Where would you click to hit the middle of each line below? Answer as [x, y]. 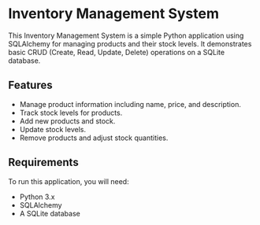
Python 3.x [37, 197]
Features [30, 85]
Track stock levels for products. [71, 112]
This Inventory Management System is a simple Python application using [126, 35]
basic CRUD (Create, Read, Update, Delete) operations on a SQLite [117, 52]
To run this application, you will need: [69, 181]
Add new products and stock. [67, 121]
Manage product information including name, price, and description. [130, 104]
